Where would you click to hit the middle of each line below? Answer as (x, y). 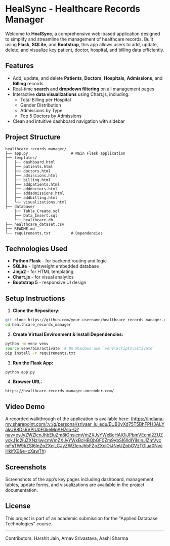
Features (19, 66)
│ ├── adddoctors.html (31, 189)
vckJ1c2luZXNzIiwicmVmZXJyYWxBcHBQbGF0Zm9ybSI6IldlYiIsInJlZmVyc (83, 440)
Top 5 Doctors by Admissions (51, 116)
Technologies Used (36, 248)
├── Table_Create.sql (37, 211)
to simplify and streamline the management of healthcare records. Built (79, 39)
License (18, 506)
